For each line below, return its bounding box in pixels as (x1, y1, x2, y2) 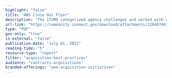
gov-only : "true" (5, 31, 42, 36)
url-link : (5, 22, 27, 27)
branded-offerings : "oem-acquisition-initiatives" (5, 65, 116, 70)
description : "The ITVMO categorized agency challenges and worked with (5, 17, 164, 22)
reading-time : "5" (5, 46, 45, 51)
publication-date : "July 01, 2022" (5, 41, 81, 46)
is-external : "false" (5, 36, 52, 42)
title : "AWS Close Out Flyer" (5, 12, 70, 17)
